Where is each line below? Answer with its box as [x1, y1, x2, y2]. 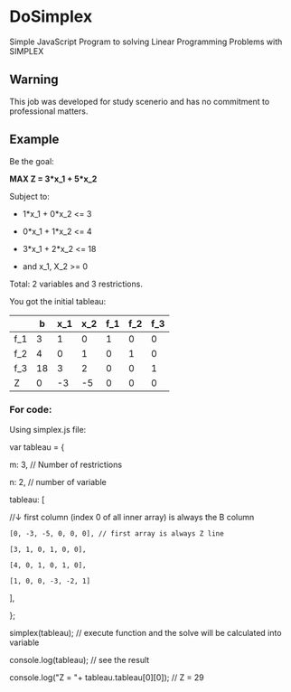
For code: [9, 404, 52, 416]
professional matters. [9, 106, 89, 117]
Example [9, 132, 60, 147]
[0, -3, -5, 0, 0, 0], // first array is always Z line [9, 528, 224, 538]
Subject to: [9, 191, 50, 201]
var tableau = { [9, 441, 65, 453]
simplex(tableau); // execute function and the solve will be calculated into [9, 627, 282, 638]
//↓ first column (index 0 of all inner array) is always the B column [9, 511, 255, 522]
